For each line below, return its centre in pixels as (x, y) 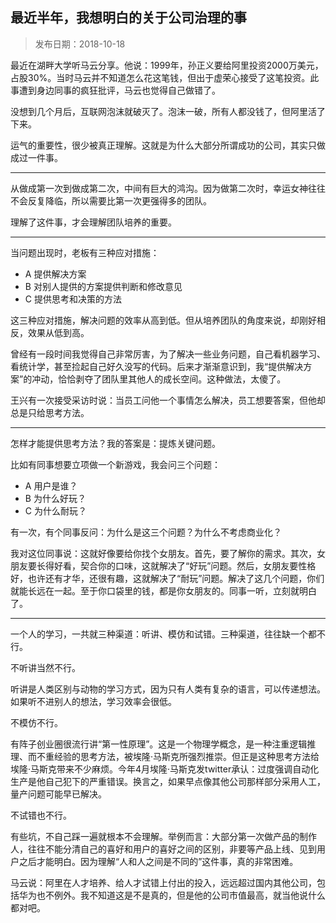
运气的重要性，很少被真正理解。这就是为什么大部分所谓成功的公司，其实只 (163, 145)
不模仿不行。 (36, 722)
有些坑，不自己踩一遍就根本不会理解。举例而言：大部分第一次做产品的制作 (163, 836)
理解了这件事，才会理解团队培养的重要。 (93, 222)
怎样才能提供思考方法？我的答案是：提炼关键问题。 (115, 443)
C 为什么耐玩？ (55, 510)
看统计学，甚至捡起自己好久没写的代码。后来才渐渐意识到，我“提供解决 (157, 366)
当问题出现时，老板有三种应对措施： (85, 252)
